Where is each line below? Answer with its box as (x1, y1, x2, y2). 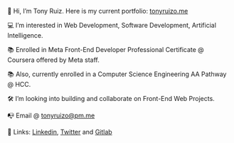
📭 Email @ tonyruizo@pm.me (7, 111, 95, 120)
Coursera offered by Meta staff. (7, 55, 100, 64)
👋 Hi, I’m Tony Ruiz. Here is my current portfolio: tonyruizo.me (7, 7, 188, 15)
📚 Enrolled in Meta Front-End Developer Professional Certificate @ (7, 46, 204, 53)
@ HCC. (7, 80, 31, 88)
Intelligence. (7, 31, 44, 39)
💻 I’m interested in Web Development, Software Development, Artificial (7, 21, 217, 29)
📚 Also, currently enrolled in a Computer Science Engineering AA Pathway (7, 70, 227, 78)
